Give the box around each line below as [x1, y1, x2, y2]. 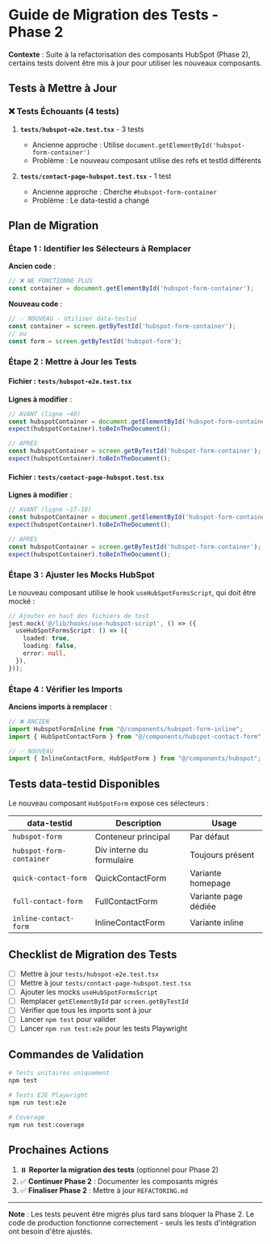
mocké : [8, 596, 35, 606]
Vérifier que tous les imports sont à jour [19, 1006, 152, 1015]
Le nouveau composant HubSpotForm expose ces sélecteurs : [8, 798, 210, 809]
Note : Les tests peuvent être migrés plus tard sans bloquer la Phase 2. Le [8, 1209, 255, 1219]
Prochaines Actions [8, 1143, 109, 1157]
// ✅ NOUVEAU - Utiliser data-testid [8, 315, 137, 323]
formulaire [94, 855, 135, 866]
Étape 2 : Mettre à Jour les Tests [8, 356, 137, 368]
